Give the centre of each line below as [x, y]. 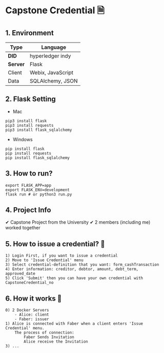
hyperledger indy [50, 56]
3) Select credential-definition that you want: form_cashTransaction [82, 265]
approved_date [20, 274]
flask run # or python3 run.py [39, 194]
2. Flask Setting [31, 99]
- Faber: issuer [32, 319]
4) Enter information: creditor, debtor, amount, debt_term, [72, 269]
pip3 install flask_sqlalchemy [39, 130]
